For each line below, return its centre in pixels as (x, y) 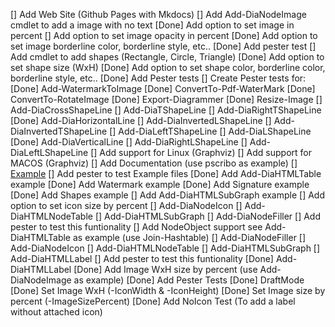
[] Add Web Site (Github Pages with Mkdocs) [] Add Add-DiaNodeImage (158, 14)
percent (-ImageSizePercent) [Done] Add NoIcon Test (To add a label (153, 301)
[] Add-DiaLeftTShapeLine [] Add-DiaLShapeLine (210, 131)
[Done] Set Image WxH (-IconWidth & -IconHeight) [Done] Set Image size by (168, 290)
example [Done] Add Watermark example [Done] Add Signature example (160, 184)
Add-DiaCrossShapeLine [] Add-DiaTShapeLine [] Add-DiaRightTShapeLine (166, 110)
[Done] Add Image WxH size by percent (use (165, 269)
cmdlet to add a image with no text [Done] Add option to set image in (152, 25)
